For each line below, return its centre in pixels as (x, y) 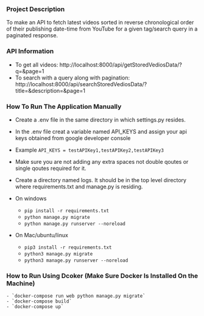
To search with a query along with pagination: (72, 78)
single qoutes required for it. (51, 168)
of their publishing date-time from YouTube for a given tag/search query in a (102, 29)
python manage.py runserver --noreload (75, 224)
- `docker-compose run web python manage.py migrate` (76, 296)
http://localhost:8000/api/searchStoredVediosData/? (81, 84)
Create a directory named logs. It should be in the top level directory (101, 180)
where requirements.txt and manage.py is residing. (79, 186)
